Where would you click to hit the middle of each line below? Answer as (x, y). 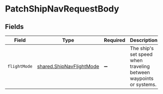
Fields (15, 27)
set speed (141, 54)
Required (115, 40)
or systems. (143, 84)
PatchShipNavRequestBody (62, 9)
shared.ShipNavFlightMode (68, 66)
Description (144, 40)
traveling (140, 66)
